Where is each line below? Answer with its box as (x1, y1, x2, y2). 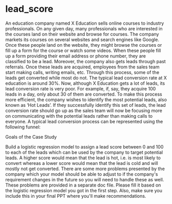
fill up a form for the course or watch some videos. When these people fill (5, 47, 161, 53)
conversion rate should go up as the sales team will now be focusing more (5, 107, 163, 114)
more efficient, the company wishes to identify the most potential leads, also (5, 96, 167, 103)
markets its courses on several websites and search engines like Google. (5, 36, 159, 43)
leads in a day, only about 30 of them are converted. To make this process (5, 91, 163, 97)
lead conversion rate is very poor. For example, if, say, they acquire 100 (5, 85, 156, 91)
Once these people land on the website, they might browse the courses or (5, 42, 162, 48)
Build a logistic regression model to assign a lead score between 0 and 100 (5, 143, 164, 150)
